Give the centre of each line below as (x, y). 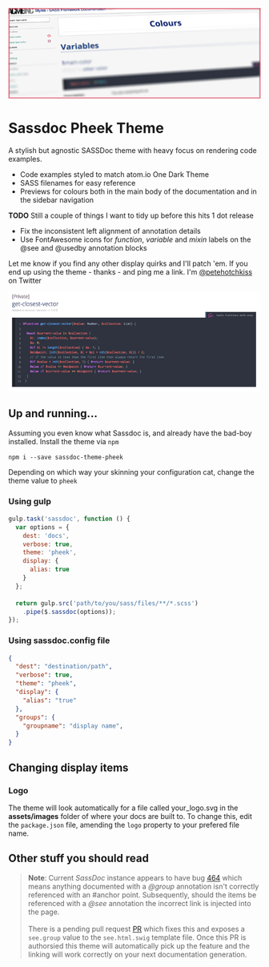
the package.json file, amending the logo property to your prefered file (124, 825)
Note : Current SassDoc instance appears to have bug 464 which (135, 877)
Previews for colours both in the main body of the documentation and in (139, 191)
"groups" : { (36, 717)
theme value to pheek (43, 480)
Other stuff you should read (79, 859)
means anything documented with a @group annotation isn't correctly (143, 886)
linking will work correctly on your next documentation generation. (137, 954)
